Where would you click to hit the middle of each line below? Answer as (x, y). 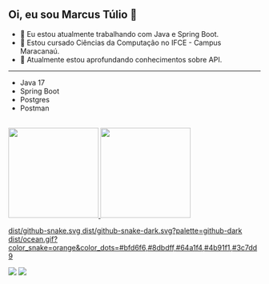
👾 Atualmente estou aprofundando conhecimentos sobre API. (121, 59)
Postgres (35, 99)
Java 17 (32, 82)
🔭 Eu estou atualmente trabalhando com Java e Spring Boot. (119, 34)
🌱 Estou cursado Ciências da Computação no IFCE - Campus (120, 42)
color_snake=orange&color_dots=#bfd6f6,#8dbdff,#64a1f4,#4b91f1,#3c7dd (133, 247)
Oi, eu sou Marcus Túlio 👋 (73, 15)
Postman (34, 108)
